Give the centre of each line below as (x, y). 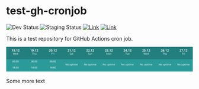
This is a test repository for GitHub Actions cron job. (70, 38)
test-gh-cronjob (46, 11)
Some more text (26, 81)
